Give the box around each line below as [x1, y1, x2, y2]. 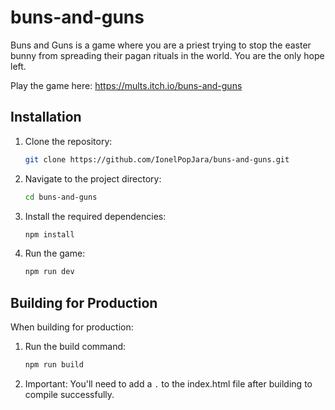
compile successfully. [24, 388, 115, 400]
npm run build [24, 360, 84, 370]
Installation [10, 109, 82, 126]
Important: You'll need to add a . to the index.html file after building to [24, 377, 313, 390]
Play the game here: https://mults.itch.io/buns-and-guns [10, 79, 243, 91]
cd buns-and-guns [24, 192, 98, 202]
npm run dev [24, 267, 75, 277]
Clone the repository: [24, 135, 113, 147]
